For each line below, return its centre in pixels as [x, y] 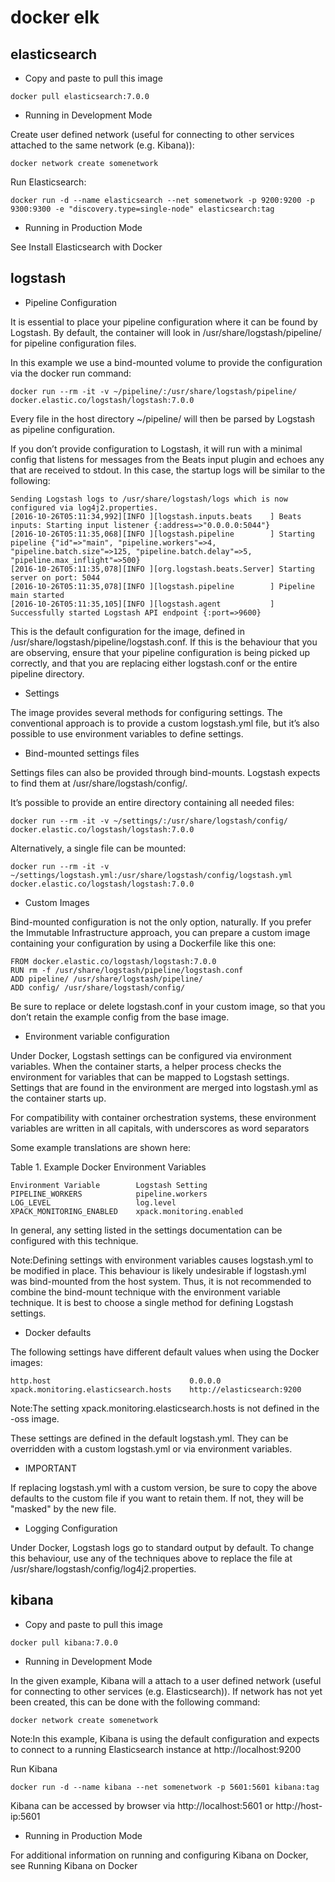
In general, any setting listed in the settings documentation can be [146, 1230]
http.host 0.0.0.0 [116, 1381]
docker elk [55, 17]
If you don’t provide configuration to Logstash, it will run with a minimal [156, 448]
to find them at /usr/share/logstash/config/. [99, 783]
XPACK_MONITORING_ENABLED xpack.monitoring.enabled [127, 1211]
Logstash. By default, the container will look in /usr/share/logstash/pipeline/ [166, 332]
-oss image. [35, 1418]
